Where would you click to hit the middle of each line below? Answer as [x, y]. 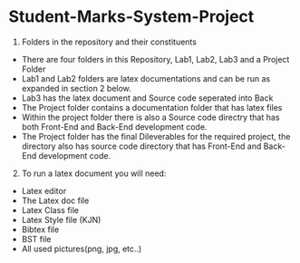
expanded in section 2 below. [77, 88]
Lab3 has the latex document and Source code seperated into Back [147, 98]
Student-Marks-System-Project [131, 17]
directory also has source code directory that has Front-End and [141, 146]
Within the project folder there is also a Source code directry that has [150, 117]
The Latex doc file [55, 200]
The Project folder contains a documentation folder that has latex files [152, 107]
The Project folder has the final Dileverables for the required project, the [156, 136]
